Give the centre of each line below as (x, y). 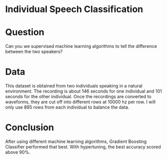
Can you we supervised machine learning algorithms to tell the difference (81, 46)
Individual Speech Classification (74, 9)
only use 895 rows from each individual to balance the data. (67, 107)
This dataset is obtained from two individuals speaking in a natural (74, 86)
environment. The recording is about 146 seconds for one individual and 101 (83, 91)
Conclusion (30, 128)
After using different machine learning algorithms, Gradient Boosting (76, 141)
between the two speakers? (34, 52)
